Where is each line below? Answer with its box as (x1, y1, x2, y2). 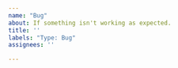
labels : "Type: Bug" (8, 33, 77, 42)
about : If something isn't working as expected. (8, 19, 172, 27)
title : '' (8, 26, 41, 34)
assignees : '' (8, 41, 55, 49)
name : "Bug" (8, 11, 47, 20)
